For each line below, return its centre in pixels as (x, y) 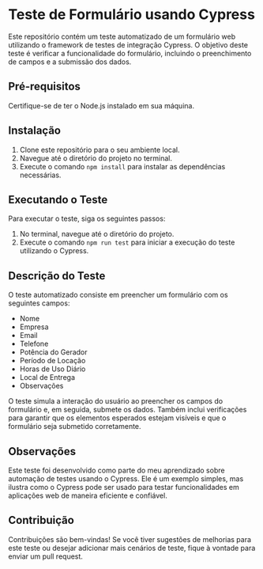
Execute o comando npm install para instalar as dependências (122, 166)
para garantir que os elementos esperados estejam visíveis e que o (117, 418)
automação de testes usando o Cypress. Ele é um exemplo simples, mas (126, 479)
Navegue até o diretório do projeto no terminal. (96, 158)
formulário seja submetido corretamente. (75, 427)
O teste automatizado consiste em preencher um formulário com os (118, 295)
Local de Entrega (47, 377)
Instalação (35, 131)
